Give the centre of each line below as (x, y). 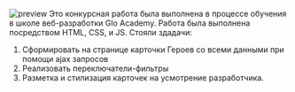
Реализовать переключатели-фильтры (95, 68)
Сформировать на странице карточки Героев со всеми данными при (153, 50)
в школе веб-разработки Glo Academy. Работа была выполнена (130, 23)
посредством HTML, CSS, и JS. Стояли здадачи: (101, 32)
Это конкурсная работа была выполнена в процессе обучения (168, 14)
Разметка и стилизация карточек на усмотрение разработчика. (143, 78)
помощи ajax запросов (65, 59)
